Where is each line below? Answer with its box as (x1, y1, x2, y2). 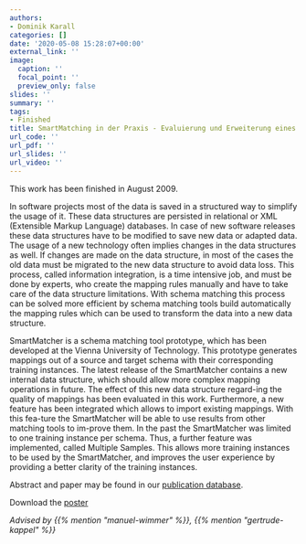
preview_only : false (17, 81, 96, 91)
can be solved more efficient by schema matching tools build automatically (9, 298, 291, 309)
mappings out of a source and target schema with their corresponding (9, 354, 274, 366)
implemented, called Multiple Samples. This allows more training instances (9, 442, 290, 453)
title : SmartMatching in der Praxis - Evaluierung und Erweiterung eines (9, 124, 297, 133)
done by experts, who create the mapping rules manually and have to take (9, 278, 289, 289)
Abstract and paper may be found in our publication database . (9, 479, 244, 490)
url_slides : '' (9, 149, 68, 158)
